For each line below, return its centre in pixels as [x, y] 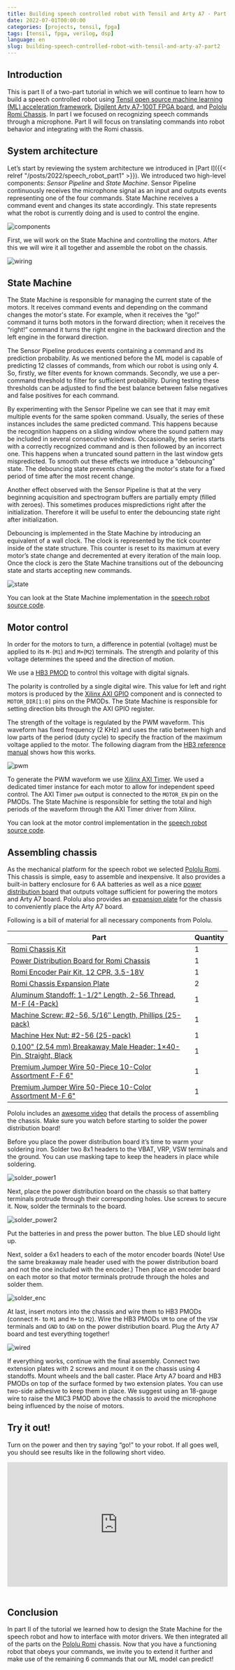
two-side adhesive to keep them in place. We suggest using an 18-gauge [112, 1391]
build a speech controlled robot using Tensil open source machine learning [115, 99]
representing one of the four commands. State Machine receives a [103, 198]
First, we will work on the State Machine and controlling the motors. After [113, 240]
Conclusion [33, 1612]
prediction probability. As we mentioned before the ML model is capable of [115, 358]
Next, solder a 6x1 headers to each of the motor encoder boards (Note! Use [116, 1254]
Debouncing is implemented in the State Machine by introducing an [104, 534]
